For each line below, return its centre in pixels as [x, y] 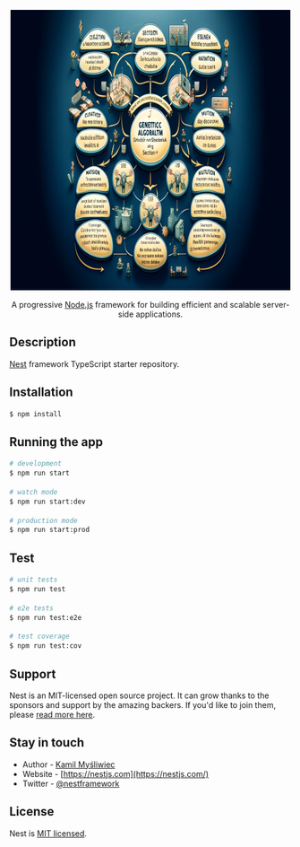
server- [276, 305]
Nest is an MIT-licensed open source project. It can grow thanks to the [139, 695]
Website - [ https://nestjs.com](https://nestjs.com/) [115, 773]
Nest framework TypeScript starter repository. [94, 363]
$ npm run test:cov [46, 646]
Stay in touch [47, 742]
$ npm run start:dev [48, 502]
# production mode [43, 520]
